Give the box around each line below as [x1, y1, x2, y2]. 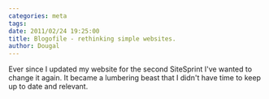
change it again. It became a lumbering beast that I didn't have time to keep [8, 73, 262, 83]
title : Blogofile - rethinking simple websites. [8, 34, 176, 43]
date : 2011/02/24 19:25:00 [8, 27, 100, 35]
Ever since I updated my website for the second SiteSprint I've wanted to [8, 64, 253, 74]
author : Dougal [8, 42, 60, 50]
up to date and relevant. [8, 82, 89, 92]
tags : [8, 19, 27, 28]
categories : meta [8, 11, 67, 20]
